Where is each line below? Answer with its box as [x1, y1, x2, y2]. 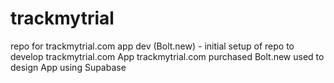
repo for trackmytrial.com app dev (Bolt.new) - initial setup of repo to [10, 40, 295, 52]
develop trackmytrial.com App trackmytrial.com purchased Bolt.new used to [10, 50, 325, 62]
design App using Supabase [10, 61, 127, 73]
